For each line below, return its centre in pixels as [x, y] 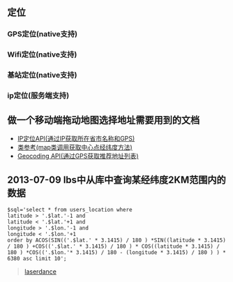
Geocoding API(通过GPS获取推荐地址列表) [78, 156]
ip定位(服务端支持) [38, 96]
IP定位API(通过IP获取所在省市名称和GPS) [76, 138]
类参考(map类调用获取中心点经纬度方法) [75, 147]
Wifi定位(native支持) [42, 54]
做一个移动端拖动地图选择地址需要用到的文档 [104, 120]
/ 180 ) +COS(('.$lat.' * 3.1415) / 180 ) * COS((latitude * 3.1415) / [113, 246]
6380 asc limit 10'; [37, 258]
